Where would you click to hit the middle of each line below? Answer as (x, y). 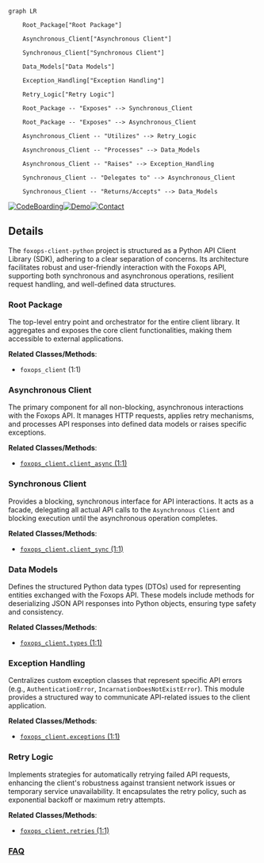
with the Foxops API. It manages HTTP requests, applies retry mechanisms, (131, 416)
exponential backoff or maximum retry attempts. (87, 800)
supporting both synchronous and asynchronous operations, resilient (121, 275)
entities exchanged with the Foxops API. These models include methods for (132, 595)
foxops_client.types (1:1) (61, 642)
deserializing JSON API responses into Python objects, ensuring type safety (132, 603)
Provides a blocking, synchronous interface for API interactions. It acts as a (131, 501)
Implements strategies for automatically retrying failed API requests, (119, 774)
